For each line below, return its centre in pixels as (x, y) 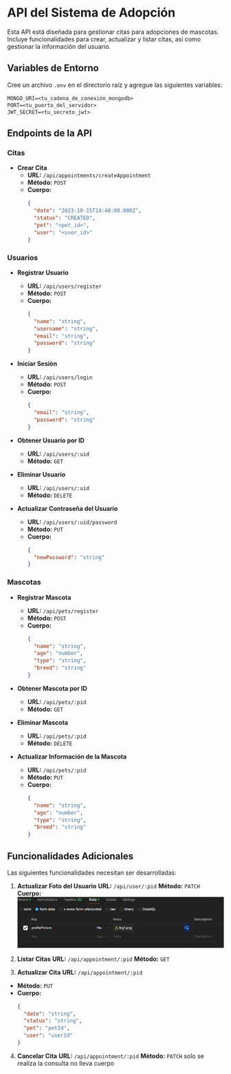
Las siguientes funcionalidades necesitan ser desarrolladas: (92, 872)
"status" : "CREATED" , (65, 218)
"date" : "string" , (50, 1014)
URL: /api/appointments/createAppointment (89, 175)
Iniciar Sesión (37, 364)
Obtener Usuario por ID (51, 440)
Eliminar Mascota (43, 722)
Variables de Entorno (53, 68)
